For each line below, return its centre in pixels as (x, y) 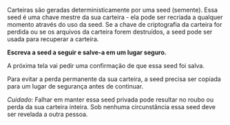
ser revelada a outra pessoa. (48, 114)
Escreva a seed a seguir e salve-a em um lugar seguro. (87, 52)
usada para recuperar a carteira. (53, 39)
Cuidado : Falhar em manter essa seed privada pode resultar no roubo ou (111, 100)
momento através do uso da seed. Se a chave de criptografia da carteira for (115, 24)
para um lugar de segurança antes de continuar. (75, 86)
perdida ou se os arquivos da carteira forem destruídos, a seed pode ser (110, 32)
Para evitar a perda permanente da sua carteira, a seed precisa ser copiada (114, 79)
